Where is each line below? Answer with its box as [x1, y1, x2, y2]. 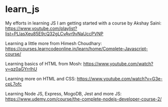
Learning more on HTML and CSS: [5, 75, 76, 81]
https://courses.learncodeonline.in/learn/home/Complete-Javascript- [5, 45, 148, 51]
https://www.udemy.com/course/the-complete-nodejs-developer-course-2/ [5, 96, 162, 102]
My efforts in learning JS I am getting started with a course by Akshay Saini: [5, 20, 161, 26]
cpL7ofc [5, 81, 22, 87]
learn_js [5, 3, 40, 15]
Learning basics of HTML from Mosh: [5, 60, 82, 66]
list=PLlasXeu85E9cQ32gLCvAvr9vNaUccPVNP [5, 30, 103, 36]
